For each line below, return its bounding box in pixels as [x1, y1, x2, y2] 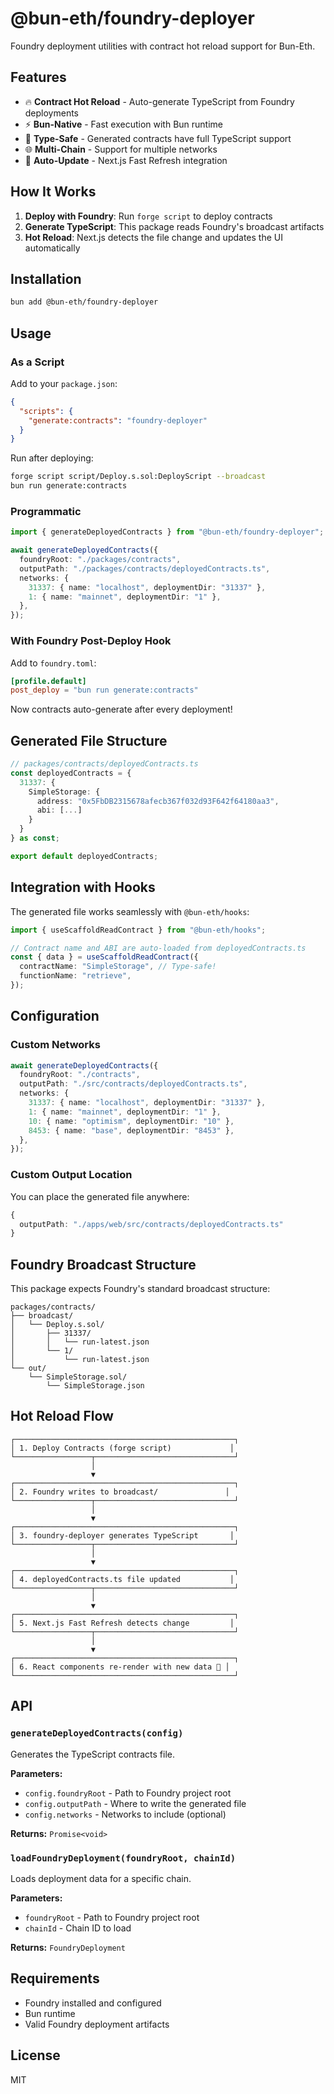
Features [10, 69, 67, 86]
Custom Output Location [10, 1168, 133, 1182]
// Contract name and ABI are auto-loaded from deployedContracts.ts [10, 943, 307, 953]
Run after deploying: [10, 452, 94, 464]
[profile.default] [10, 676, 87, 686]
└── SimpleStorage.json [46, 1381, 145, 1391]
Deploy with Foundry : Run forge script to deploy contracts [24, 210, 273, 222]
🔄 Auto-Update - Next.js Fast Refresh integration [24, 154, 228, 166]
